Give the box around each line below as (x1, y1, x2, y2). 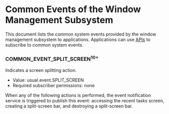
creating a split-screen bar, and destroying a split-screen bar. (5, 103, 133, 109)
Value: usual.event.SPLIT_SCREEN (12, 77, 84, 83)
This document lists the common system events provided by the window (5, 31, 156, 37)
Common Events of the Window (5, 4, 141, 15)
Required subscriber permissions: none (12, 82, 95, 88)
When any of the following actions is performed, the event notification (5, 92, 151, 98)
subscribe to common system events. (5, 42, 83, 48)
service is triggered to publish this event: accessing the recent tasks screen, (5, 97, 164, 103)
